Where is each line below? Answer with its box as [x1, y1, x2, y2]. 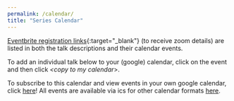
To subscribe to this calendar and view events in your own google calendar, [7, 78, 227, 87]
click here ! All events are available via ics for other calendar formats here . [7, 86, 221, 95]
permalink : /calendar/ [7, 10, 74, 18]
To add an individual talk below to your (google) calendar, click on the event [7, 57, 228, 66]
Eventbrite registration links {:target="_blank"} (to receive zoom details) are [7, 36, 225, 44]
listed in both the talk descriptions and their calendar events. [7, 44, 183, 52]
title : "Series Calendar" [7, 17, 83, 24]
